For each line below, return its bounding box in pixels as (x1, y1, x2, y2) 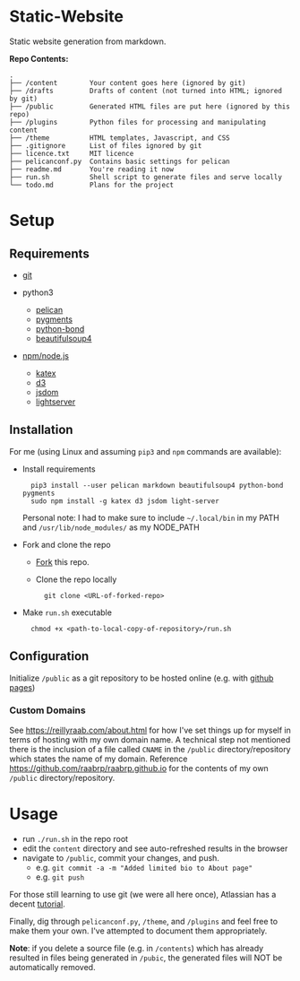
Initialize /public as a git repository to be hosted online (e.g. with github (9, 673, 274, 683)
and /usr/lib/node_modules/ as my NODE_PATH (21, 522, 200, 533)
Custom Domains (9, 704, 87, 716)
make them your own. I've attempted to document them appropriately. (9, 925, 268, 936)
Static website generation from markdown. (9, 36, 167, 47)
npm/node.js (21, 350, 70, 360)
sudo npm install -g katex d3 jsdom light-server (30, 496, 219, 506)
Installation (9, 422, 73, 438)
